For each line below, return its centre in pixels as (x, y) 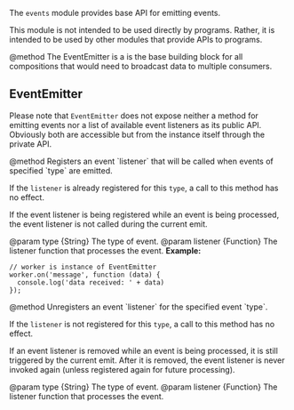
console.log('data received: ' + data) (91, 282)
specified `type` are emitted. (61, 170)
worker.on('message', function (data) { (85, 275)
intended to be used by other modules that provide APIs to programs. (136, 40)
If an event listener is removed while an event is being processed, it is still (143, 350)
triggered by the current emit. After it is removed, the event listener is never (147, 360)
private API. (30, 144)
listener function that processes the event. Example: (105, 250)
